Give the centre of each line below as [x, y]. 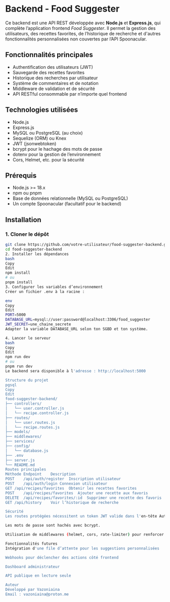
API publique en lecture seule [38, 576]
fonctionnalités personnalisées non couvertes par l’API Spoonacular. [76, 39]
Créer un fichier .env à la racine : [45, 291]
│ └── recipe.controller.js [37, 413]
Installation [23, 220]
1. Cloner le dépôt [27, 234]
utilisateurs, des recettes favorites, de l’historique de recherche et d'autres [83, 33]
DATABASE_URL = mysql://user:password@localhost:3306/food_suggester [78, 320]
